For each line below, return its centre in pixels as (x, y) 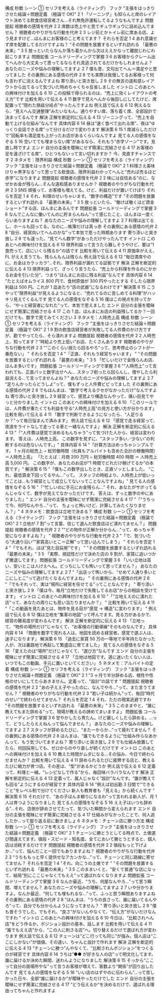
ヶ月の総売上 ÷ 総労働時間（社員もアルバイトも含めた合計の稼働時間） (87, 451)
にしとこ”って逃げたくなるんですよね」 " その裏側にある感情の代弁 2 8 (79, 578)
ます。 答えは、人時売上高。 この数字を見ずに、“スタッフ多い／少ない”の (78, 439)
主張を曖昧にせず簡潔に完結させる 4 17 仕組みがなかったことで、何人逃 (84, 815)
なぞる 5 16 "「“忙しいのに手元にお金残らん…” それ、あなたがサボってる (85, 487)
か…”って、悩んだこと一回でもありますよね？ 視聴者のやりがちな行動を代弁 (80, 851)
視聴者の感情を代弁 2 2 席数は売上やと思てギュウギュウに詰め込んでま (84, 26)
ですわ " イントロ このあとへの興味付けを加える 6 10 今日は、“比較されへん (80, 918)
